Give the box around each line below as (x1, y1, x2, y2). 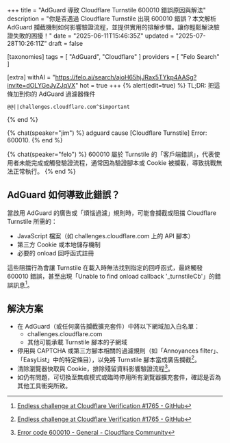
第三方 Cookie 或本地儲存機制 (16, 240, 101, 249)
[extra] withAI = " (7, 73, 56, 81)
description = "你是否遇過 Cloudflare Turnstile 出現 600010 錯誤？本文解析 (7, 14, 217, 23)
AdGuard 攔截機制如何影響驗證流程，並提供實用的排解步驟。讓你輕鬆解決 (7, 23, 214, 31)
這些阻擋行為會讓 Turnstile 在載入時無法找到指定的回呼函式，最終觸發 (7, 263, 203, 272)
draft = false (48, 40, 84, 47)
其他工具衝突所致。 (16, 381, 72, 390)
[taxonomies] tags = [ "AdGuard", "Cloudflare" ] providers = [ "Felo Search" (7, 53, 220, 60)
